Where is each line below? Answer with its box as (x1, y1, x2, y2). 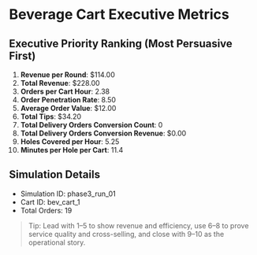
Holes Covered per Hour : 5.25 (20, 137, 120, 146)
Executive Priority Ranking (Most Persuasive (9, 37, 233, 50)
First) (9, 49, 36, 62)
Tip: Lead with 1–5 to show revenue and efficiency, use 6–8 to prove (28, 220, 249, 230)
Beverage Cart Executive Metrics (9, 6, 229, 24)
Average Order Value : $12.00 (20, 104, 117, 113)
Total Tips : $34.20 (20, 112, 82, 121)
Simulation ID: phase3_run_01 (20, 189, 117, 198)
